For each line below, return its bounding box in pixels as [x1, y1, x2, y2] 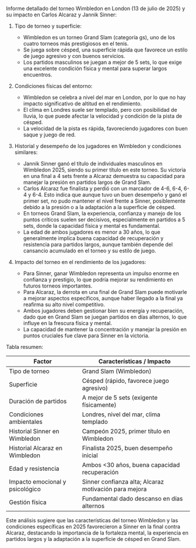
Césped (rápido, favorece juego [82, 377, 169, 385]
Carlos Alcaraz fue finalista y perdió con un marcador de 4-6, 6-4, [23, 185, 183, 192]
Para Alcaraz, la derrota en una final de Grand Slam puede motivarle [23, 289, 187, 295]
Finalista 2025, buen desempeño [82, 444, 173, 452]
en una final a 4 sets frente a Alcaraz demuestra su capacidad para [23, 173, 185, 179]
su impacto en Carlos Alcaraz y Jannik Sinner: [6, 11, 117, 18]
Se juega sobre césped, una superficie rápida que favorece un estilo [23, 46, 188, 53]
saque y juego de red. [23, 131, 76, 138]
